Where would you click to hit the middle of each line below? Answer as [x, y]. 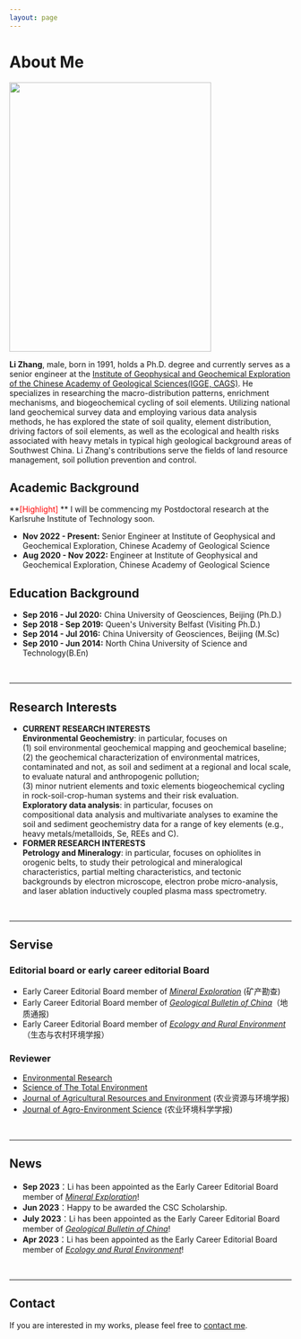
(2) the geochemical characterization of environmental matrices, [141, 757]
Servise [31, 945]
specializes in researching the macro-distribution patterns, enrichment [139, 392]
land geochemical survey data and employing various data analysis [133, 412]
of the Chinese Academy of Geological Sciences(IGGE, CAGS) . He [131, 383]
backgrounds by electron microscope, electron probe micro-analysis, [150, 881]
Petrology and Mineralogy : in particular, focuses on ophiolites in [142, 853]
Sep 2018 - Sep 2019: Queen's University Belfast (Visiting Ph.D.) [142, 624]
